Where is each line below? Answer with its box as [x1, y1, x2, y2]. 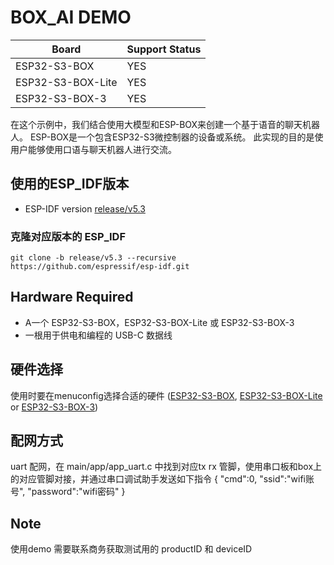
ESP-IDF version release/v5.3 [24, 202, 146, 215]
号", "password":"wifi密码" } [10, 486, 126, 498]
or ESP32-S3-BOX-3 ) [10, 401, 99, 413]
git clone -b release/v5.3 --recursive [10, 253, 177, 263]
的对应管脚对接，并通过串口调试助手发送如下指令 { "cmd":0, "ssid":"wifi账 [10, 473, 315, 485]
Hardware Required [10, 289, 134, 306]
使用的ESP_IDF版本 [10, 176, 130, 193]
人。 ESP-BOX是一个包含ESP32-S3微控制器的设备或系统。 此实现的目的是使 [10, 131, 324, 143]
